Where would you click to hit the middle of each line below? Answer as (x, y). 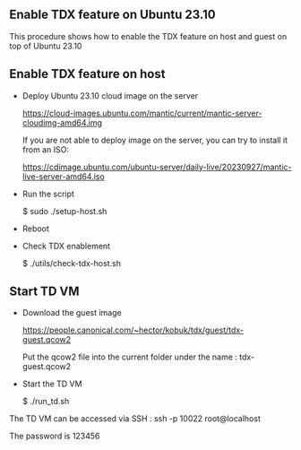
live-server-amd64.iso (63, 176)
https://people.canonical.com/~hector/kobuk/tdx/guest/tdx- (133, 330)
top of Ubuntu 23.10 (46, 46)
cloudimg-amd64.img (62, 122)
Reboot (35, 229)
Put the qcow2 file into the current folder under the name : (129, 357)
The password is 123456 (55, 436)
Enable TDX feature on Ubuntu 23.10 (113, 15)
